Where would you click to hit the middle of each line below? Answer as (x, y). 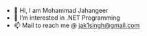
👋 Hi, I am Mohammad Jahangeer (61, 11)
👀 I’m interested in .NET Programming (67, 18)
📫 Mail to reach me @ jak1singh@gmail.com (77, 25)
